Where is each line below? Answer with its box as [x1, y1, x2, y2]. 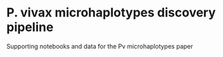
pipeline [6, 19, 54, 35]
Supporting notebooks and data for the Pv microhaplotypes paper [6, 42, 193, 50]
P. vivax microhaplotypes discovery [6, 5, 216, 21]
